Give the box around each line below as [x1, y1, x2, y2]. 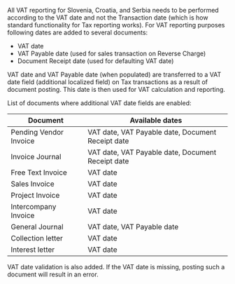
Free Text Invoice [10, 168, 68, 177]
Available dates [129, 116, 183, 125]
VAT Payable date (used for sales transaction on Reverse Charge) [17, 49, 206, 58]
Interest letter [10, 245, 55, 255]
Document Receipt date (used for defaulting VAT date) [17, 57, 174, 65]
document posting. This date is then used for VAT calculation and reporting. [7, 86, 226, 93]
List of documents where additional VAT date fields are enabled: [7, 99, 192, 107]
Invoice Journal [10, 152, 62, 161]
